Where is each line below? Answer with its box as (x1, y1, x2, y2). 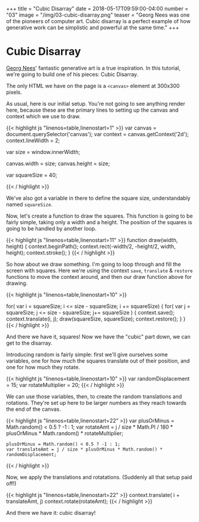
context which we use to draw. (6, 112, 81, 120)
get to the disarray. (6, 339, 52, 347)
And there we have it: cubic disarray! (6, 509, 96, 516)
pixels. (6, 89, 23, 96)
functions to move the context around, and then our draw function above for (6, 273, 192, 280)
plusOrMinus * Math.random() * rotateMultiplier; (6, 429, 123, 436)
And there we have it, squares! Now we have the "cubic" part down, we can (6, 333, 191, 340)
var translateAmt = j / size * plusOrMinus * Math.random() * (6, 446, 163, 452)
